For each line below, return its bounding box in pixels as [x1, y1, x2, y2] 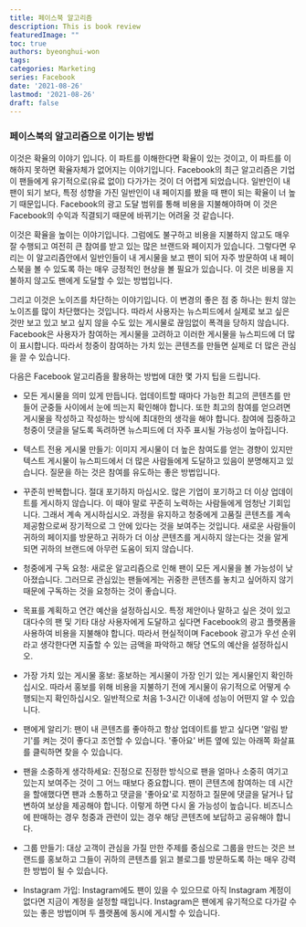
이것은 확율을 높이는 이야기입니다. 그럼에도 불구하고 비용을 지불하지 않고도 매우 [9, 229, 290, 240]
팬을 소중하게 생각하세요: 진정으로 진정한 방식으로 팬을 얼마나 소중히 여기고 [22, 765, 290, 776]
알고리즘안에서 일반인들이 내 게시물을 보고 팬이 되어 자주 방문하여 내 [36, 252, 278, 263]
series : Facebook [9, 73, 76, 82]
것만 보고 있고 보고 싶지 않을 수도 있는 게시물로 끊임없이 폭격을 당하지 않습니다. [9, 317, 290, 328]
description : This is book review [9, 22, 142, 31]
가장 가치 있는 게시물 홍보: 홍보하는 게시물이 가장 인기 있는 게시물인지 [22, 669, 269, 680]
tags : [9, 56, 30, 65]
